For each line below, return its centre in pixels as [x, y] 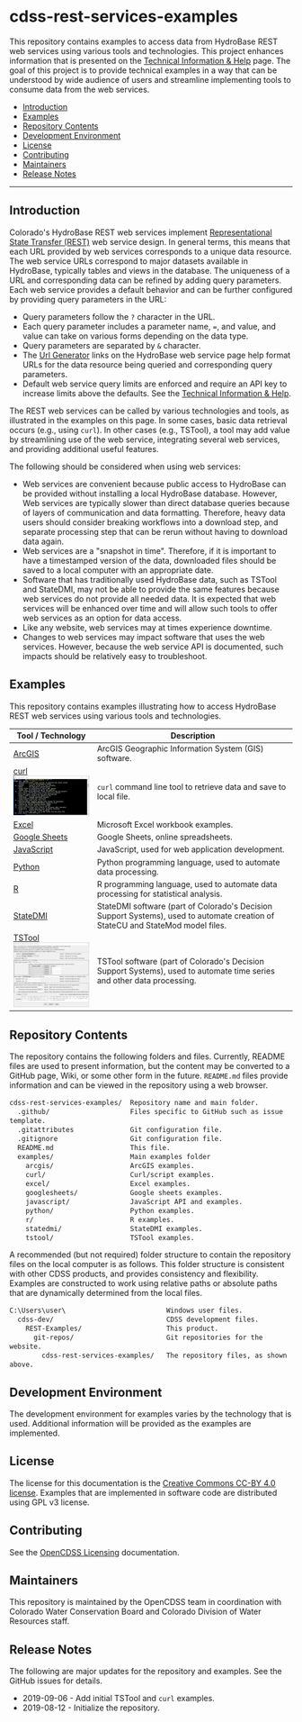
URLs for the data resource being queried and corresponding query [147, 364]
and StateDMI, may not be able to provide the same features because [151, 589]
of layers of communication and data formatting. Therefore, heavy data [154, 512]
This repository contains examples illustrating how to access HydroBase [143, 706]
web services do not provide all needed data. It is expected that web [149, 598]
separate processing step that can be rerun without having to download [155, 531]
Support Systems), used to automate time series [186, 971]
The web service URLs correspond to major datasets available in [129, 261]
